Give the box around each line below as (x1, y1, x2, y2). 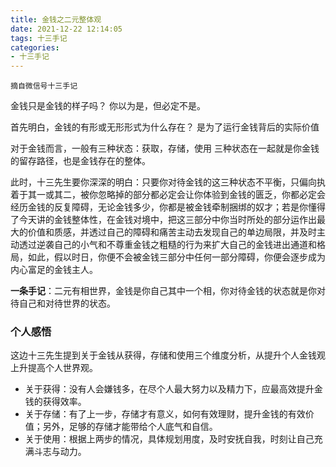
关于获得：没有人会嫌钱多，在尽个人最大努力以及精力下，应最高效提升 (24, 383, 315, 395)
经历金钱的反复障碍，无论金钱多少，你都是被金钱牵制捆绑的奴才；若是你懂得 (10, 201, 326, 213)
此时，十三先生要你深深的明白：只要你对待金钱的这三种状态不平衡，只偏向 (10, 176, 317, 188)
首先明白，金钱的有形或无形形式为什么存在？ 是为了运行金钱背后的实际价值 (10, 121, 320, 133)
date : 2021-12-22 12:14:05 (10, 24, 123, 34)
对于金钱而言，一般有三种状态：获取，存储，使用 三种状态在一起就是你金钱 (10, 142, 320, 155)
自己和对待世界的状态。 (18, 297, 116, 310)
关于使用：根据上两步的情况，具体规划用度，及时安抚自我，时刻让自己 (24, 433, 315, 445)
